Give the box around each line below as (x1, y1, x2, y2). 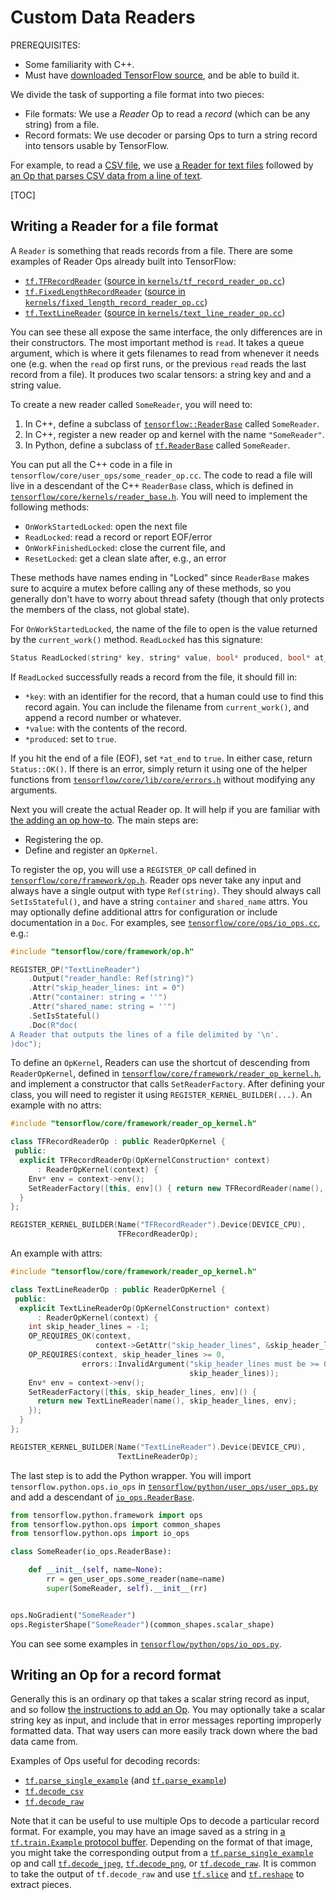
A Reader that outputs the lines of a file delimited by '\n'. (10, 1029, 280, 1040)
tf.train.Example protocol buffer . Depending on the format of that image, (10, 1836, 313, 1848)
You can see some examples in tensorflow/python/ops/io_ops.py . (10, 1637, 282, 1650)
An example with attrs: (10, 1247, 103, 1259)
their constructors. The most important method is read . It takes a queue (10, 336, 305, 348)
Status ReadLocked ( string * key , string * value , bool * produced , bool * (10, 652, 311, 663)
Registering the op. (24, 833, 104, 845)
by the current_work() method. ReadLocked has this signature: (10, 633, 263, 645)
